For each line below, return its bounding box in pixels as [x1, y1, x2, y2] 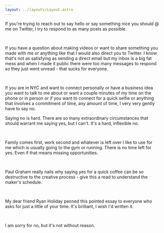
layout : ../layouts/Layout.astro [5, 7, 73, 12]
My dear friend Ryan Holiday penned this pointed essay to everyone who [5, 198, 152, 204]
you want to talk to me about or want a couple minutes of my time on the [5, 90, 152, 96]
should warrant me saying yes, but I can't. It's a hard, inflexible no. [5, 120, 140, 126]
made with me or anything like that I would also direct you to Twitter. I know [5, 50, 157, 56]
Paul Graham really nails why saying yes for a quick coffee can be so [5, 169, 144, 175]
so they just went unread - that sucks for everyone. [5, 66, 109, 72]
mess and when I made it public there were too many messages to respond [5, 60, 157, 66]
